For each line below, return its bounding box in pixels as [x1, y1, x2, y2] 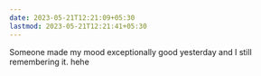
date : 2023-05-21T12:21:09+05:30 [9, 13, 135, 23]
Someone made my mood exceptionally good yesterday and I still [9, 46, 253, 57]
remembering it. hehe [9, 56, 90, 67]
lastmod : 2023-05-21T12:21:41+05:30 [9, 22, 147, 31]
